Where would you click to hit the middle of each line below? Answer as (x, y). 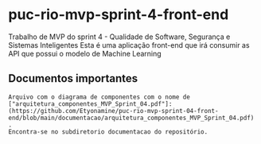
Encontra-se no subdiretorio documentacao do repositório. (108, 132)
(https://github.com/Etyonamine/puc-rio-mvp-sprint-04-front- (113, 111)
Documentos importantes (73, 78)
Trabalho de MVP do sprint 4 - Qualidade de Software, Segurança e (119, 37)
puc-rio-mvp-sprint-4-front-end (119, 15)
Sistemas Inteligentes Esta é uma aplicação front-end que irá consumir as (129, 45)
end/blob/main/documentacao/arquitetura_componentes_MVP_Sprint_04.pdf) (131, 118)
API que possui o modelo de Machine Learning (85, 53)
